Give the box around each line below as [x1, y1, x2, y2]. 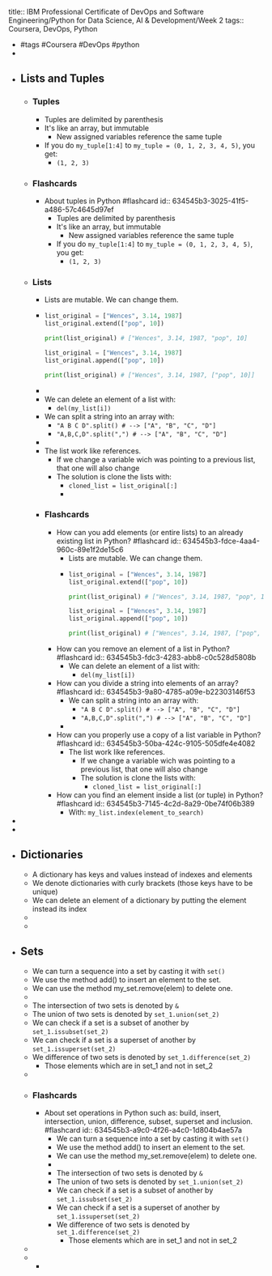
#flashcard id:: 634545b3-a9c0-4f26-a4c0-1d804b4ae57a [44, 1125, 243, 1134]
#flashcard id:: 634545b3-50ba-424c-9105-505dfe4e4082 [56, 738, 256, 748]
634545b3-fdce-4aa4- [182, 536, 261, 546]
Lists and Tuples [19, 72, 105, 86]
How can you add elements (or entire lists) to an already [56, 527, 244, 537]
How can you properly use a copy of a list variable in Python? [56, 730, 261, 740]
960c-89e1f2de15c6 [56, 544, 124, 554]
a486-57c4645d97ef [44, 204, 115, 214]
